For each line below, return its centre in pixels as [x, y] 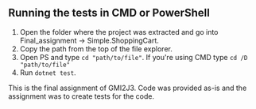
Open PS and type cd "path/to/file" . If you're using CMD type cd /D [134, 57]
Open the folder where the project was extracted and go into [119, 32]
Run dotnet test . [48, 72]
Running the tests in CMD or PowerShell [109, 13]
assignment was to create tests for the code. [81, 96]
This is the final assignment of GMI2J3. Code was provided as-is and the [128, 88]
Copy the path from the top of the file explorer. [96, 49]
